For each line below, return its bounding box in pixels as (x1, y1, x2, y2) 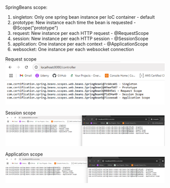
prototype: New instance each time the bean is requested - (12, 20, 136, 25)
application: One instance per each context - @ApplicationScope (12, 41, 148, 47)
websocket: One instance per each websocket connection (12, 46, 134, 52)
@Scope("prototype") (12, 25, 58, 31)
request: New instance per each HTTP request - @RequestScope (12, 30, 149, 36)
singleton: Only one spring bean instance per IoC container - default (12, 14, 155, 20)
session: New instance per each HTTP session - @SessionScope (12, 35, 148, 41)
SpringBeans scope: (5, 5, 48, 10)
